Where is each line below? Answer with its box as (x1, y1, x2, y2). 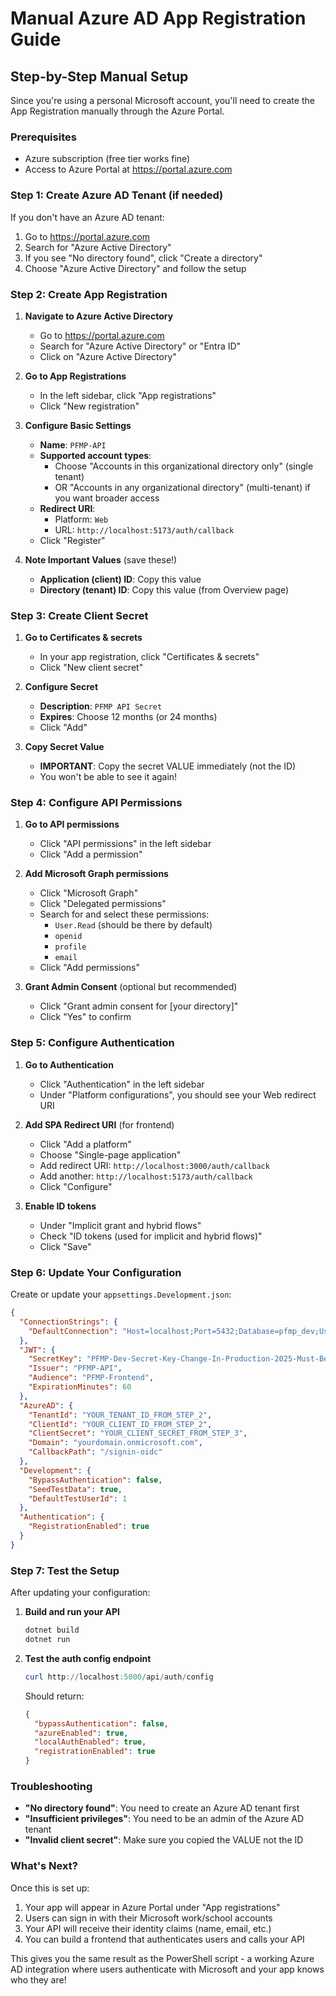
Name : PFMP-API (39, 438, 107, 451)
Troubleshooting (10, 1779, 93, 1793)
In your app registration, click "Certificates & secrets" (39, 651, 260, 663)
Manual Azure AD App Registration (10, 7, 307, 30)
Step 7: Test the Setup (10, 1563, 120, 1577)
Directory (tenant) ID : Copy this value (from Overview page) (39, 583, 290, 596)
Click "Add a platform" (39, 1138, 132, 1150)
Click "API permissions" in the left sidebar (39, 838, 212, 850)
